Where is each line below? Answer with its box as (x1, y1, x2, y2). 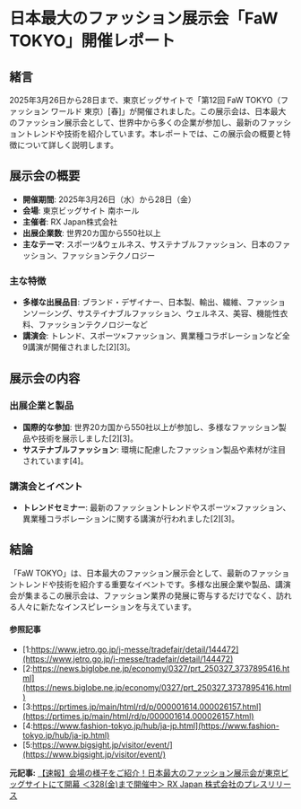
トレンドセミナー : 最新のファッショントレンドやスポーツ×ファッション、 (21, 502, 291, 513)
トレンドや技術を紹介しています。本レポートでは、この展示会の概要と (24, 128, 284, 139)
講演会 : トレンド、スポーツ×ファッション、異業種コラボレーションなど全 (21, 330, 291, 341)
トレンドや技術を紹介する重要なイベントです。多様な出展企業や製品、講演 (16, 578, 291, 589)
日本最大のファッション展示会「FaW (9, 8, 279, 29)
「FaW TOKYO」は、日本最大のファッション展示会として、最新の (9, 567, 251, 578)
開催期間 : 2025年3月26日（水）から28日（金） (21, 194, 197, 205)
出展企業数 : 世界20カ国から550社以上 (21, 227, 161, 238)
